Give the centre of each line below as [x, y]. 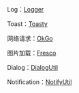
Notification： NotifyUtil [39, 82]
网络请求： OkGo [30, 38]
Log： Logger [26, 9]
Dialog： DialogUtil [33, 67]
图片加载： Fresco [32, 53]
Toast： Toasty [27, 24]
